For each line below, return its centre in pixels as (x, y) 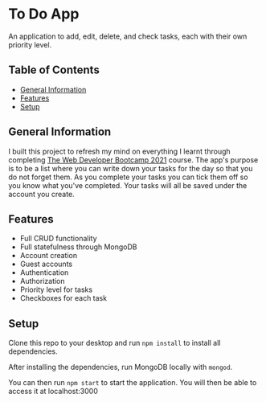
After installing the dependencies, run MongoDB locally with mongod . (121, 367)
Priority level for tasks (56, 289)
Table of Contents (54, 70)
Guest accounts (46, 264)
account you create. (41, 194)
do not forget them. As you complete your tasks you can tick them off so (128, 177)
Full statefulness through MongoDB (79, 247)
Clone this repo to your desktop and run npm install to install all (115, 343)
